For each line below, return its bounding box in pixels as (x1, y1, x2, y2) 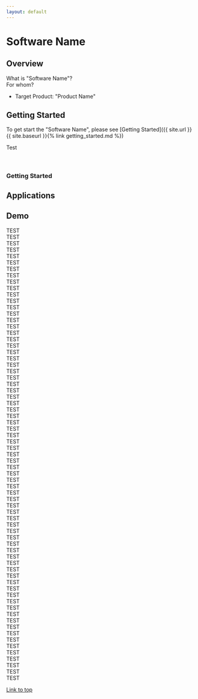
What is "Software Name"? (6, 75, 73, 82)
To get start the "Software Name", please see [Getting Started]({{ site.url (6, 126, 187, 133)
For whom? (6, 81, 34, 88)
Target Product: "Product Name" (14, 93, 96, 100)
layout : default (6, 8, 47, 15)
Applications (6, 190, 55, 200)
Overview (6, 58, 44, 69)
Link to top (6, 686, 33, 693)
